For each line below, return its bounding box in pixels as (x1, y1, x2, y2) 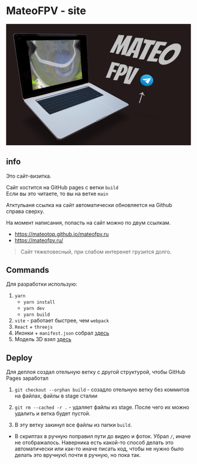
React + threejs (14, 323, 53, 331)
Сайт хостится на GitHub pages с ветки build (6, 183, 119, 191)
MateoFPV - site (6, 4, 86, 18)
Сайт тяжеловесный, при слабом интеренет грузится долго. (20, 248, 172, 255)
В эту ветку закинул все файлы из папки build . (14, 422, 132, 429)
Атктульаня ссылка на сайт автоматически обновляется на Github (6, 201, 172, 208)
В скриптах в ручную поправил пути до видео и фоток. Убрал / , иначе (14, 433, 191, 440)
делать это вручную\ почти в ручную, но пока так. (14, 452, 141, 459)
